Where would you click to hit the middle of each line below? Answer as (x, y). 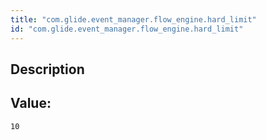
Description (47, 69)
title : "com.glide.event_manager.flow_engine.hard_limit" (133, 19)
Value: (31, 103)
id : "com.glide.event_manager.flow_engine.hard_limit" (127, 29)
